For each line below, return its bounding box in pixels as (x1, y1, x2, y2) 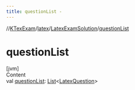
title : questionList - (6, 8, 62, 15)
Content (6, 71, 26, 78)
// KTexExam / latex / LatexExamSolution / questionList (6, 25, 129, 32)
